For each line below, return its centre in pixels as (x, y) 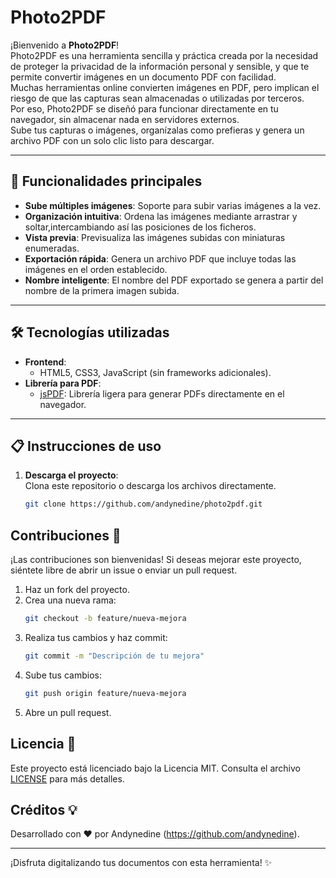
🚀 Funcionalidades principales (106, 181)
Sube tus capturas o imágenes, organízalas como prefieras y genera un (157, 130)
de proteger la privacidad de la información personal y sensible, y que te (160, 66)
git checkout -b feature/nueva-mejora (105, 619)
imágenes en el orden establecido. (96, 269)
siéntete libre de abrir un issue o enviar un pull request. (124, 570)
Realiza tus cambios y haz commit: (96, 637)
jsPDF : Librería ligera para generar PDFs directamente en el (162, 393)
